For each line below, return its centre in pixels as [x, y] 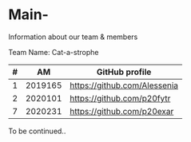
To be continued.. [37, 131]
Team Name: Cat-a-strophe [54, 52]
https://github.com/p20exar [122, 111]
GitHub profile [124, 72]
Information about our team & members [73, 37]
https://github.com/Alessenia [124, 85]
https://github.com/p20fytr [120, 98]
